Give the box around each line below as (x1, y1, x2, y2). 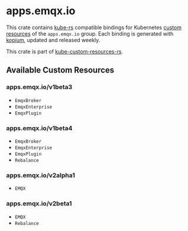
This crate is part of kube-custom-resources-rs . (6, 48, 123, 55)
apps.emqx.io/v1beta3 (6, 83, 73, 91)
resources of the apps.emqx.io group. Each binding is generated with (6, 30, 174, 37)
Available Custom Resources (6, 65, 115, 75)
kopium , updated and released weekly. (6, 36, 101, 43)
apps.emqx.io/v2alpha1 (6, 171, 75, 179)
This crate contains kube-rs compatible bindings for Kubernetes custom (6, 24, 182, 31)
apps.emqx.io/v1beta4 (6, 124, 73, 132)
